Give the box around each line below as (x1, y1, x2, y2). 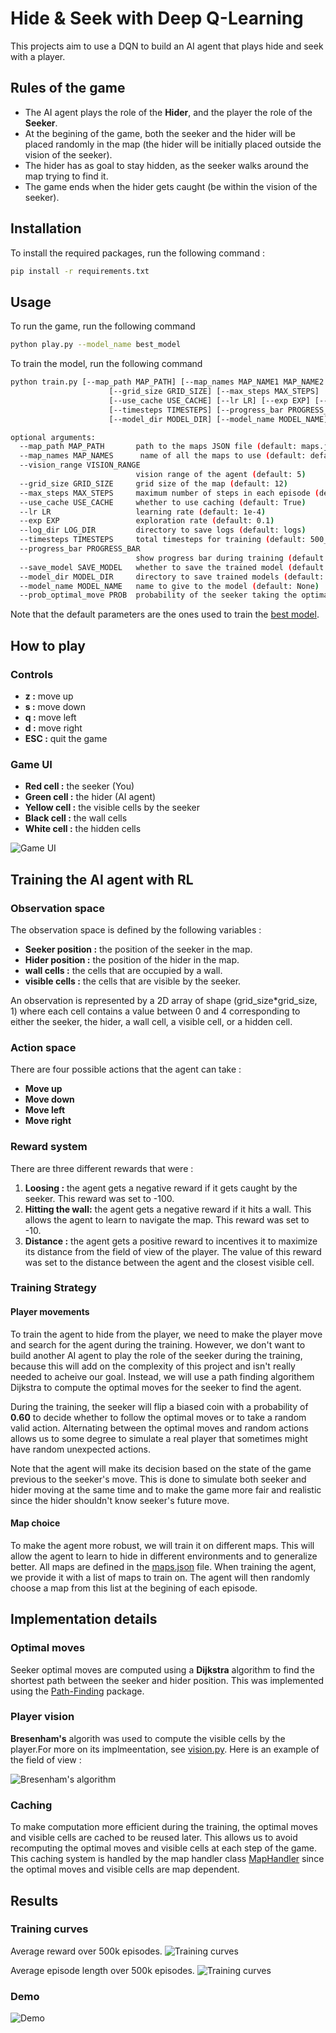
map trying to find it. (24, 170, 109, 182)
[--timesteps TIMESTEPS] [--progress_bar (108, 405, 284, 415)
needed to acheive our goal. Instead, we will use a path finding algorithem (10, 1370, 315, 1382)
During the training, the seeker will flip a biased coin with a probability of (10, 1400, 309, 1412)
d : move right (24, 722, 83, 734)
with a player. (10, 50, 66, 62)
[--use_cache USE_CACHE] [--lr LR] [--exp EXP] (108, 395, 311, 406)
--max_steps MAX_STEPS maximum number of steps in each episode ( (19, 488, 320, 498)
